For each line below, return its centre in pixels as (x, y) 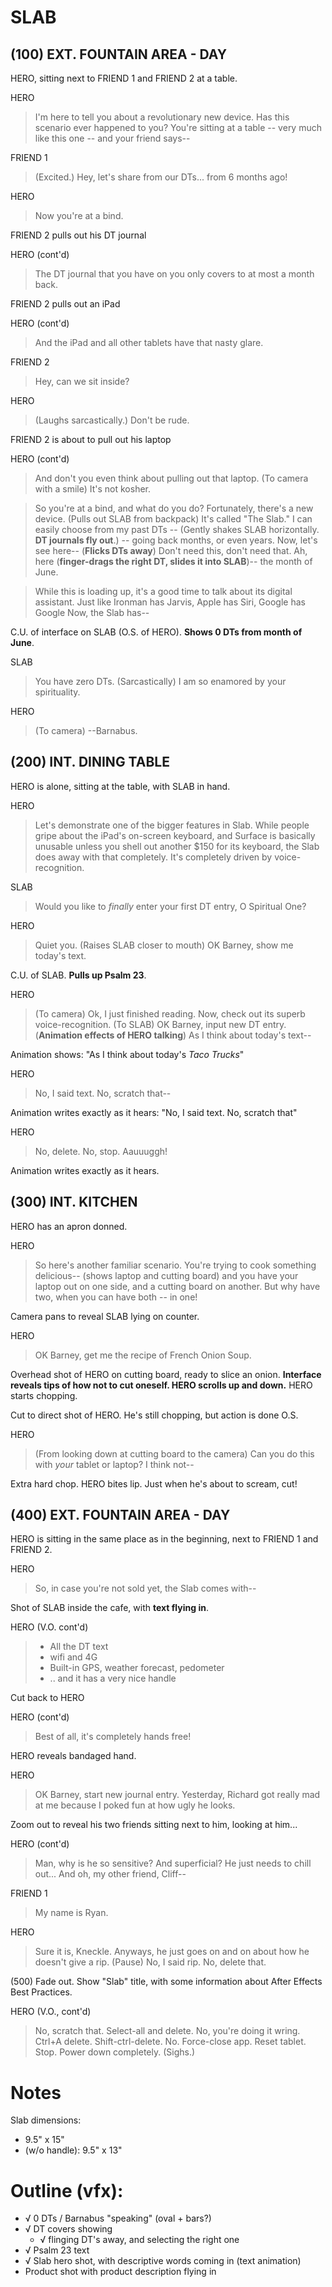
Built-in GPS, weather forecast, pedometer (137, 1668)
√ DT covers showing (68, 2229)
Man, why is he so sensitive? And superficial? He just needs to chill (173, 1863)
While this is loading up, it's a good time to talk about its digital (163, 591)
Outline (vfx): (67, 2190)
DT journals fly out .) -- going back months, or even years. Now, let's (176, 540)
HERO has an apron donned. (69, 1226)
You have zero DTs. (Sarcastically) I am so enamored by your (160, 681)
